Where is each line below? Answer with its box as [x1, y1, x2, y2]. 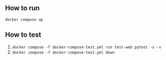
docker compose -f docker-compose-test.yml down [12, 50, 115, 55]
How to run [5, 4, 40, 12]
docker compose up [5, 17, 43, 22]
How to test [5, 31, 41, 39]
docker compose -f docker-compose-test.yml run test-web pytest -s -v [12, 45, 162, 50]
